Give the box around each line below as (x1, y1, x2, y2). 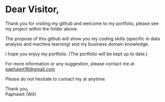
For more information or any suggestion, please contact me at (5, 60, 135, 66)
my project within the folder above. (5, 25, 79, 31)
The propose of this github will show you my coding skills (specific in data (5, 36, 160, 42)
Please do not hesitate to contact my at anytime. (5, 76, 107, 82)
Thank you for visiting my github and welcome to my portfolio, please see (5, 20, 159, 26)
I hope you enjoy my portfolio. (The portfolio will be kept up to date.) (5, 51, 148, 57)
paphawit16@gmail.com (5, 66, 55, 72)
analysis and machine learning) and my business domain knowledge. (5, 41, 150, 47)
